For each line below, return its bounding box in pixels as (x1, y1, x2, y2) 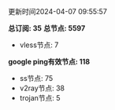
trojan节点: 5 (19, 93, 61, 102)
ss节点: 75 (19, 74, 54, 82)
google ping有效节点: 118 (8, 57, 91, 66)
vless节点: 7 (19, 40, 59, 49)
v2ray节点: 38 (19, 83, 65, 93)
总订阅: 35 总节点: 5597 (8, 24, 86, 33)
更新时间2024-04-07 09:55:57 (8, 7, 108, 16)
